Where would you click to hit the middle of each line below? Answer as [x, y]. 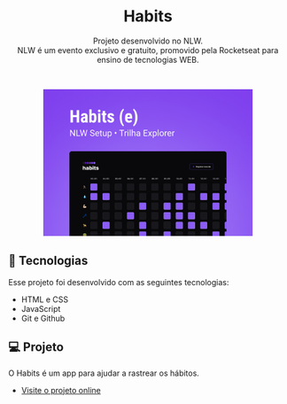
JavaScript [41, 308]
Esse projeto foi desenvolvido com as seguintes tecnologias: [119, 282]
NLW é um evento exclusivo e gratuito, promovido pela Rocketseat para [148, 50]
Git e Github [43, 318]
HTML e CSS [45, 299]
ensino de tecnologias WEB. [148, 59]
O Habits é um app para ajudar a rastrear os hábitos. [104, 373]
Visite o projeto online [61, 390]
